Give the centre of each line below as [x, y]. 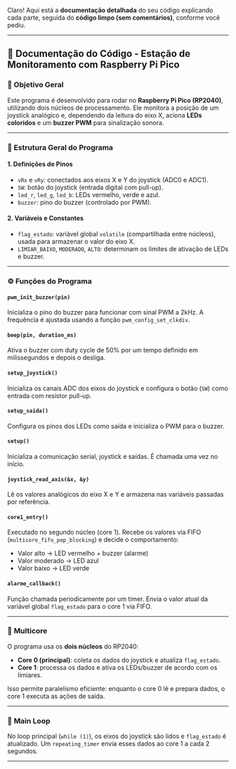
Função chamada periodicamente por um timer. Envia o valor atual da [108, 599]
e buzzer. [31, 257]
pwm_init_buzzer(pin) [39, 297]
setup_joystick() [33, 373]
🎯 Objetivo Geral [35, 85]
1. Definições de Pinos [40, 164]
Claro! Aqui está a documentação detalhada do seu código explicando [110, 10]
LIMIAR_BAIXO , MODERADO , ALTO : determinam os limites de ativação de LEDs [123, 249]
